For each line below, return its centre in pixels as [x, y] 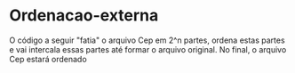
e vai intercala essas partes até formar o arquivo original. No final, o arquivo [148, 49]
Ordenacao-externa [84, 16]
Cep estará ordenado [48, 59]
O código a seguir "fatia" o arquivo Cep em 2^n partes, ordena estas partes [147, 40]
